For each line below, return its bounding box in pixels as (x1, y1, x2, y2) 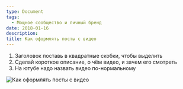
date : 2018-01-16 (6, 25, 49, 31)
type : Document (6, 8, 44, 15)
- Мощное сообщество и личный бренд (11, 19, 102, 25)
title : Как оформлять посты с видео (6, 36, 97, 42)
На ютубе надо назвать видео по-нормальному (14, 65, 136, 71)
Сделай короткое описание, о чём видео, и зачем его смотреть (14, 58, 178, 65)
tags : (6, 14, 20, 20)
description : (6, 31, 38, 37)
